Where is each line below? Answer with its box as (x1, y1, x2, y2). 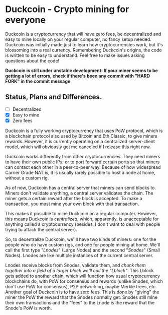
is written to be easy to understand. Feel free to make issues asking (5, 52, 145, 58)
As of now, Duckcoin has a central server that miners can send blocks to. (5, 184, 156, 191)
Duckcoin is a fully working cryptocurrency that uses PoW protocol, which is (5, 128, 163, 134)
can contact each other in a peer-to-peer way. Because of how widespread (5, 164, 161, 170)
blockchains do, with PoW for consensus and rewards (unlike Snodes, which (5, 278, 163, 284)
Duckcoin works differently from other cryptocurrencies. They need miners (5, 153, 160, 159)
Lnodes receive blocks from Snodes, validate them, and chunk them (5, 262, 146, 268)
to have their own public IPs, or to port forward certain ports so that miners (5, 159, 160, 165)
